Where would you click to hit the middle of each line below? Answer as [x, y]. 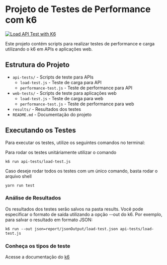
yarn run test [20, 185]
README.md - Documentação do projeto [52, 114]
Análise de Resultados [33, 198]
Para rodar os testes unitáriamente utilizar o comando [61, 152]
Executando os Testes [41, 130]
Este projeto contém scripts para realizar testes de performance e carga [80, 43]
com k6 [21, 20]
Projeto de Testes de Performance [78, 9]
